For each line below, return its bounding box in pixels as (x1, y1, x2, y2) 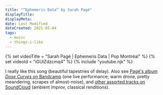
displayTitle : (5, 12, 35, 17)
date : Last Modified (5, 21, 48, 26)
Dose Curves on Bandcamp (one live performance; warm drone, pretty (5, 73, 150, 80)
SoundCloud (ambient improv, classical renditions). (5, 84, 110, 90)
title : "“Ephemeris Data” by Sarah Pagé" (5, 7, 92, 12)
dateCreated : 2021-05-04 (5, 26, 57, 31)
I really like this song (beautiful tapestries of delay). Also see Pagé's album (5, 68, 158, 74)
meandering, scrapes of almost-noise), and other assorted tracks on (5, 79, 146, 85)
